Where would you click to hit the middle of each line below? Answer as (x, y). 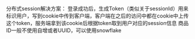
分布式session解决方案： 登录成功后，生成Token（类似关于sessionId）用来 (97, 8)
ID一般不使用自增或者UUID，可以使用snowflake (64, 30)
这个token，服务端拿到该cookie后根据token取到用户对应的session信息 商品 (97, 23)
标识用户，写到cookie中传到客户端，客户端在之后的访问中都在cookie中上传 (97, 16)
